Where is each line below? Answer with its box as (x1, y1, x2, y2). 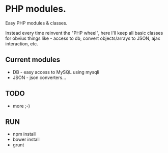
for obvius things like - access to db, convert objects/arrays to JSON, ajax (5, 35, 160, 41)
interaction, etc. (5, 40, 38, 46)
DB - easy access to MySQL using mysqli (12, 69, 99, 75)
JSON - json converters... (12, 74, 66, 81)
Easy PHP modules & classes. (5, 20, 68, 26)
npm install (12, 131, 36, 137)
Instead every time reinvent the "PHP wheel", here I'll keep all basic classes (5, 30, 163, 36)
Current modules (5, 56, 60, 64)
